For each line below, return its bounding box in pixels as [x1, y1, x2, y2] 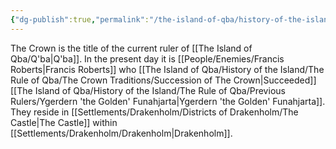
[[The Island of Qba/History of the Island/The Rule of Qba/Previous [10, 84, 286, 96]
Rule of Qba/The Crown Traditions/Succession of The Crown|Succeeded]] [10, 74, 317, 86]
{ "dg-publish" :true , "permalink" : [10, 14, 150, 25]
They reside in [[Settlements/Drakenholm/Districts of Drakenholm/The [10, 106, 299, 118]
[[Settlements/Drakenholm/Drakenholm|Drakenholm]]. [10, 127, 233, 139]
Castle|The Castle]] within [10, 116, 118, 128]
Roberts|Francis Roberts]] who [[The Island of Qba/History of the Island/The [10, 63, 325, 75]
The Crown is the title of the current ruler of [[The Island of [10, 42, 253, 54]
